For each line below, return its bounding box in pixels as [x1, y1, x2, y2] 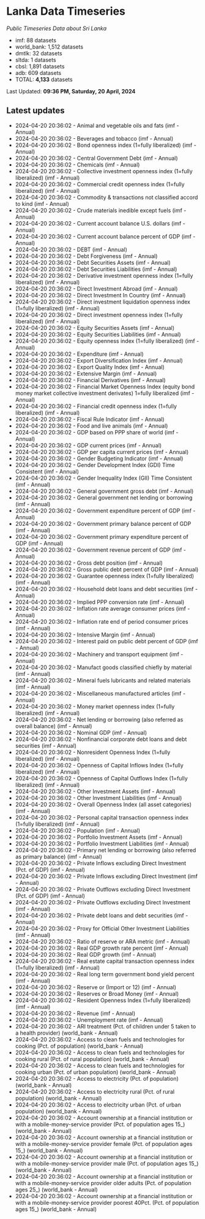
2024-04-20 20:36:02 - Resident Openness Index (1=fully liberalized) [15, 997, 191, 1004]
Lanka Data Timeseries [6, 4, 125, 18]
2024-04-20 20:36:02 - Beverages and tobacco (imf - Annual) [15, 135, 174, 142]
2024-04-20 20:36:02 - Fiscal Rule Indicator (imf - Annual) [15, 415, 165, 423]
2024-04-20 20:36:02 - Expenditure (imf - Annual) [15, 350, 144, 358]
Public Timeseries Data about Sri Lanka [6, 25, 107, 32]
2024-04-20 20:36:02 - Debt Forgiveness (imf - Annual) [15, 252, 158, 259]
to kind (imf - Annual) [15, 200, 69, 207]
